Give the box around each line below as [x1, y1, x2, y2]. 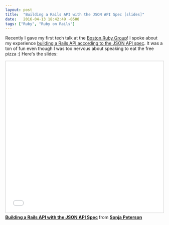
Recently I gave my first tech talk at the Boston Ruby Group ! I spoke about [5, 35, 158, 41]
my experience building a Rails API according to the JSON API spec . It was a [5, 40, 163, 46]
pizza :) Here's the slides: [5, 51, 58, 57]
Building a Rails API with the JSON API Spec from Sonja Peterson [5, 214, 142, 220]
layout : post [5, 7, 33, 12]
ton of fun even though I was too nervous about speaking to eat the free [5, 45, 154, 51]
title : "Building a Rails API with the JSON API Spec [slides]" [5, 12, 144, 17]
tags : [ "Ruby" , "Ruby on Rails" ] [5, 21, 75, 26]
